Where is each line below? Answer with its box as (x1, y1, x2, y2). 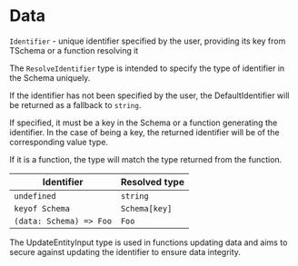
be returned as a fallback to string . (9, 99, 142, 110)
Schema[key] (120, 203, 173, 213)
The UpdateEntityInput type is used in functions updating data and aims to (9, 237, 288, 248)
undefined (14, 191, 56, 201)
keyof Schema (14, 203, 71, 213)
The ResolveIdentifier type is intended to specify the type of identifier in (9, 63, 285, 74)
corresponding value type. (9, 136, 109, 147)
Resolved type (120, 175, 184, 188)
